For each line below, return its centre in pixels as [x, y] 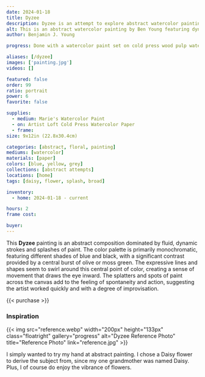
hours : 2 [17, 209]
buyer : [15, 226]
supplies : [19, 113]
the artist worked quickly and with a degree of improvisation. [83, 288]
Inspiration [23, 316]
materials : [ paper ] [31, 159]
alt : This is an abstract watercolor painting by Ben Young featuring [98, 29]
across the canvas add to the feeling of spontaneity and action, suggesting [100, 282]
